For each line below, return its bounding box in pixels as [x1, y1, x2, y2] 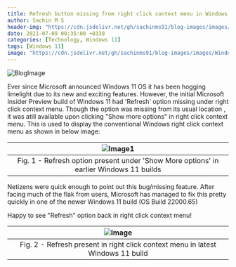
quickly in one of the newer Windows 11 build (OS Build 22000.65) [7, 197, 198, 206]
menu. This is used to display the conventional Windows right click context [7, 119, 223, 128]
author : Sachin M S [7, 17, 65, 24]
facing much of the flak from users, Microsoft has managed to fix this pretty [7, 190, 227, 198]
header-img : [7, 23, 42, 30]
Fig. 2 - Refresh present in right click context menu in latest [20, 240, 216, 249]
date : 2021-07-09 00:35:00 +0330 [7, 30, 105, 37]
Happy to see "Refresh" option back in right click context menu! [7, 211, 192, 219]
